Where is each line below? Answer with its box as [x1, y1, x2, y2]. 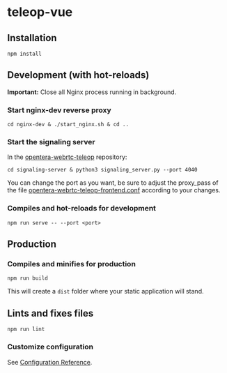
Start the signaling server [7, 137, 95, 147]
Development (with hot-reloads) [7, 69, 150, 81]
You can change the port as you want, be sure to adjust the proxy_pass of [7, 178, 219, 187]
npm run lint [7, 326, 45, 333]
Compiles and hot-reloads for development [7, 204, 157, 213]
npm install [7, 50, 42, 57]
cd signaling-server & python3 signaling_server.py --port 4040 [7, 167, 198, 174]
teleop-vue [7, 4, 73, 20]
